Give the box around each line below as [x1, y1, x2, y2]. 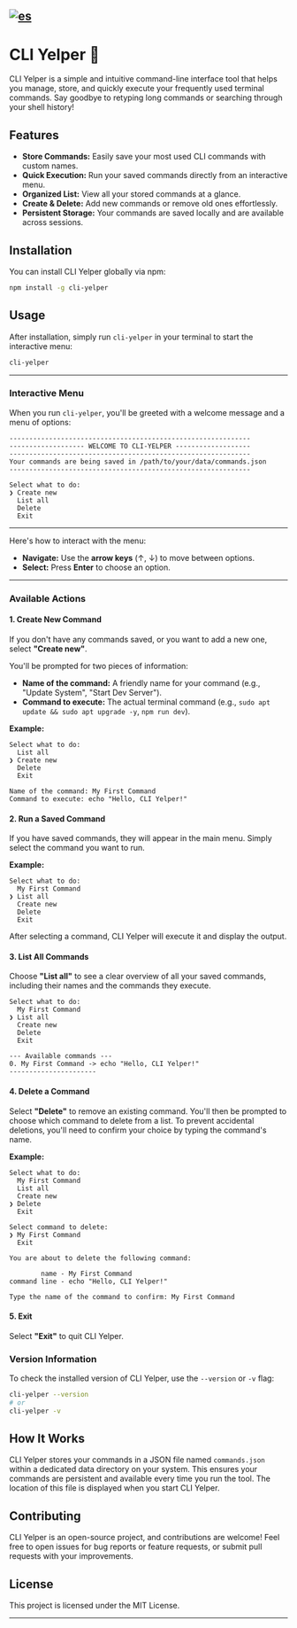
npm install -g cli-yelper [9, 283, 109, 292]
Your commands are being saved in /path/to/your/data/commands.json [9, 457, 267, 466]
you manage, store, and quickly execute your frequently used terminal [9, 83, 265, 94]
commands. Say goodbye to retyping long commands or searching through [9, 92, 283, 103]
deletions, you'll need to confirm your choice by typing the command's [9, 1125, 267, 1135]
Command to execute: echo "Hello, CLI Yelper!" [9, 794, 188, 803]
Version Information [9, 1352, 97, 1365]
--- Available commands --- [9, 1052, 113, 1061]
